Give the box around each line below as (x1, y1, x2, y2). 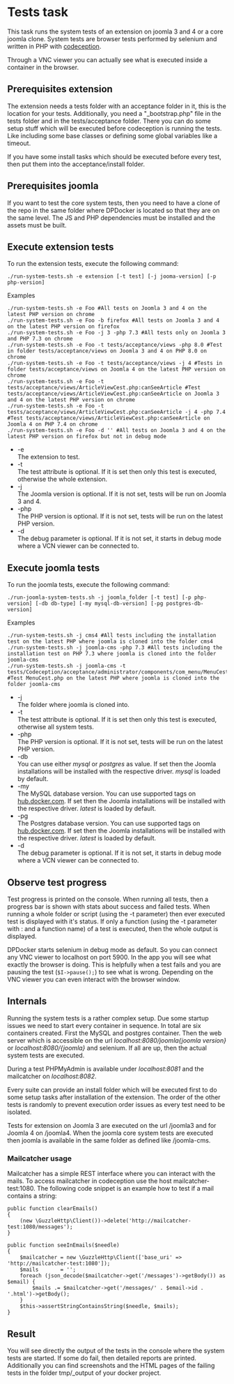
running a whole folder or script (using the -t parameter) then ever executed (7, 910, 225, 918)
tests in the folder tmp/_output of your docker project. (7, 1369, 162, 1377)
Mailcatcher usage (7, 1153, 72, 1163)
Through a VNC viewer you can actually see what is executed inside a (7, 55, 208, 64)
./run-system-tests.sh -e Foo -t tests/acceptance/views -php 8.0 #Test (7, 341, 223, 349)
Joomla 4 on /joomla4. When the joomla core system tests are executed (7, 1129, 214, 1137)
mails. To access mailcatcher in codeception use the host (7, 1177, 172, 1185)
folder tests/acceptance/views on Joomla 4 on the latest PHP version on (7, 366, 226, 373)
